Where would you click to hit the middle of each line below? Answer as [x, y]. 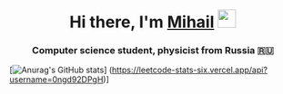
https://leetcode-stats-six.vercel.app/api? [190, 70]
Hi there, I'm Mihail [142, 22]
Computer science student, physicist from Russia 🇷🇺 [153, 51]
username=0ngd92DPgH [56, 80]
